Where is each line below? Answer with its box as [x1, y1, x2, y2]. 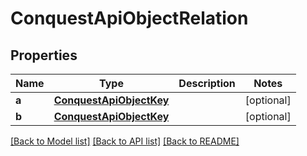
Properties [10, 47, 78, 64]
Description [178, 77, 236, 90]
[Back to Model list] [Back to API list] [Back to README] [10, 135, 240, 147]
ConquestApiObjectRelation [10, 7, 249, 30]
